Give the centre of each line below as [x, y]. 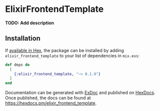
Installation [23, 38]
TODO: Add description [30, 23]
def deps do [17, 65]
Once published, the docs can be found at [48, 98]
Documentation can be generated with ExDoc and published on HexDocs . [80, 93]
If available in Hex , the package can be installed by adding [65, 50]
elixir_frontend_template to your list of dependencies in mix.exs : [72, 55]
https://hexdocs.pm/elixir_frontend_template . [51, 103]
